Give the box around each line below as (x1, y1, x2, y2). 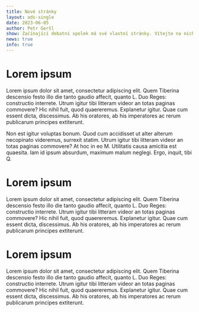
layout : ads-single (6, 14, 54, 20)
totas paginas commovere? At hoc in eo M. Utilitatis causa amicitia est (6, 142, 177, 149)
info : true (6, 42, 33, 48)
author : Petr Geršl (6, 25, 54, 31)
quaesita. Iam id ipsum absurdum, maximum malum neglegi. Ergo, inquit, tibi (6, 149, 192, 156)
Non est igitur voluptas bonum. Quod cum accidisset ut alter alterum (6, 130, 173, 137)
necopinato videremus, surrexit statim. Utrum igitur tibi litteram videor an (6, 136, 184, 143)
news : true (6, 36, 33, 42)
